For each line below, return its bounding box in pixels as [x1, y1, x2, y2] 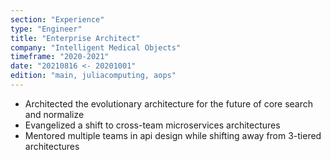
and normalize [24, 108, 85, 120]
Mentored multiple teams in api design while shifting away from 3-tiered [24, 129, 322, 141]
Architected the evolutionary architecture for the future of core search [24, 97, 314, 110]
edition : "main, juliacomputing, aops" [10, 71, 177, 81]
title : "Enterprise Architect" [10, 33, 141, 43]
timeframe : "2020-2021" [10, 52, 110, 62]
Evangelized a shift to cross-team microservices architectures [24, 119, 281, 131]
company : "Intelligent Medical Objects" [10, 42, 182, 53]
